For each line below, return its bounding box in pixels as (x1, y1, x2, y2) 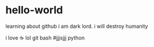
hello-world (5, 3, 64, 17)
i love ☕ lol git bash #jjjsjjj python (5, 34, 85, 41)
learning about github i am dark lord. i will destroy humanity (5, 23, 148, 30)
